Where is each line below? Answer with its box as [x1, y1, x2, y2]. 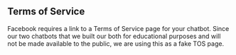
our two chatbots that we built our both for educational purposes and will [7, 32, 221, 40]
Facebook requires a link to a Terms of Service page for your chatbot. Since [7, 24, 230, 32]
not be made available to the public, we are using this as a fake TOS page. [7, 39, 225, 48]
